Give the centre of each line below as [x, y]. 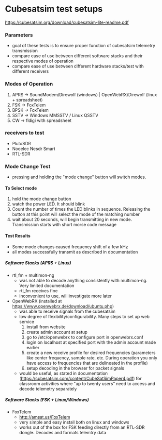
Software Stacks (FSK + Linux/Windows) [47, 400]
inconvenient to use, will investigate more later [66, 296]
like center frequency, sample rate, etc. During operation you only [92, 357]
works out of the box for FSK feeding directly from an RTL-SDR [82, 427]
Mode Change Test [28, 166]
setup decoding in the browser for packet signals [75, 368]
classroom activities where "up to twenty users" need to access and [87, 383]
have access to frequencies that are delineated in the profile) [87, 363]
